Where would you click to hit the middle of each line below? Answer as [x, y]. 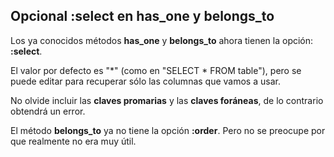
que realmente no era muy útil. [73, 141]
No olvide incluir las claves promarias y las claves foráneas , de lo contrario [167, 100]
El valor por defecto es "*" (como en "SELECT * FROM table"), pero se [156, 70]
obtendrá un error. [48, 111]
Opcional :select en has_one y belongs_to [142, 16]
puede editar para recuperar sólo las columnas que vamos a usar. [145, 81]
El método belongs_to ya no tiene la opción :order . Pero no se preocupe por [168, 130]
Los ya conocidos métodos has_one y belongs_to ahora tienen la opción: [162, 40]
